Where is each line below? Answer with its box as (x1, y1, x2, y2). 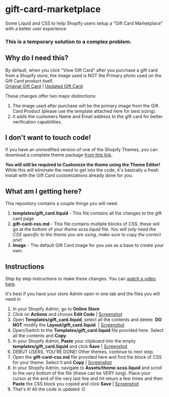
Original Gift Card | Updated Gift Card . (5, 83, 84, 89)
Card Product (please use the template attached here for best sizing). (12, 108, 157, 114)
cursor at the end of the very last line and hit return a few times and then (12, 375, 163, 381)
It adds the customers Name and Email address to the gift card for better (12, 113, 163, 119)
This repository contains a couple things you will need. (5, 201, 119, 207)
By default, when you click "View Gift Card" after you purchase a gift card (5, 67, 158, 73)
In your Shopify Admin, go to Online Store (12, 306, 100, 312)
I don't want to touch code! (5, 134, 92, 142)
